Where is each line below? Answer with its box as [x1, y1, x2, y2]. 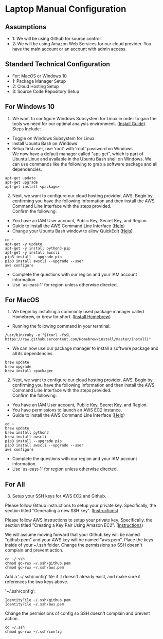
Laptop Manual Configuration [5, 3, 127, 15]
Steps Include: [12, 125, 41, 132]
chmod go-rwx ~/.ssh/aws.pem [5, 565, 64, 570]
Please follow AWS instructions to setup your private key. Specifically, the [5, 517, 153, 523]
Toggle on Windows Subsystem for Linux [12, 135, 95, 141]
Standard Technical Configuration [5, 60, 110, 69]
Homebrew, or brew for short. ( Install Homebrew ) [12, 314, 111, 319]
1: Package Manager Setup [12, 78, 66, 84]
